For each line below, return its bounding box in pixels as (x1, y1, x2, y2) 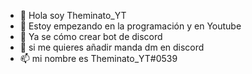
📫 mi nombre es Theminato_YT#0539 (19, 53, 178, 64)
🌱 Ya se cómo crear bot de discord (19, 31, 163, 42)
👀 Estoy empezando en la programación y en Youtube (19, 20, 242, 32)
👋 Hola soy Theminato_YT (19, 10, 127, 21)
